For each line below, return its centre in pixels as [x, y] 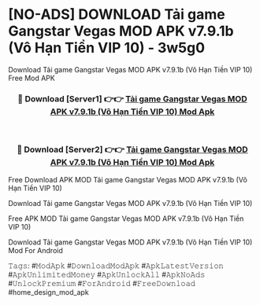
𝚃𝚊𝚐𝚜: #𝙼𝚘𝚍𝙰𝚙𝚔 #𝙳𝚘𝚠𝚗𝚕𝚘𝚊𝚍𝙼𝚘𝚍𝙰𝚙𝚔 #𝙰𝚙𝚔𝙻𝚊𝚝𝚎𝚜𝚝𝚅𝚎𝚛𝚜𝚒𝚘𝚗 [116, 266]
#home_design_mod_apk [48, 292]
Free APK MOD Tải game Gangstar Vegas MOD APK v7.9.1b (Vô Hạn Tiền [126, 219]
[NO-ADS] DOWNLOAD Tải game [117, 15]
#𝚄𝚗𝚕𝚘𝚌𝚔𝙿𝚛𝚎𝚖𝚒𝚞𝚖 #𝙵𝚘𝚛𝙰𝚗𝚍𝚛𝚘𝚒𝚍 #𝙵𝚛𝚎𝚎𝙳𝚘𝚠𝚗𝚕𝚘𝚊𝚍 [102, 283]
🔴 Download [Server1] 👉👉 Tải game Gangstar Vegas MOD [132, 98]
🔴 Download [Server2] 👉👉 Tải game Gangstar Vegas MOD [132, 149]
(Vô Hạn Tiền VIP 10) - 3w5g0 [107, 48]
